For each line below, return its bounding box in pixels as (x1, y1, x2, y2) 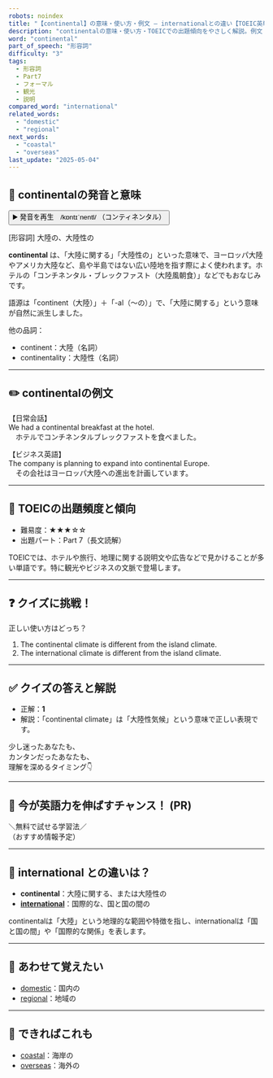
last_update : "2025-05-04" (8, 155, 100, 164)
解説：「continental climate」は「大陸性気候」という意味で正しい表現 (19, 714, 252, 724)
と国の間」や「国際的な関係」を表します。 (8, 926, 150, 936)
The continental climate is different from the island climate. (19, 639, 218, 649)
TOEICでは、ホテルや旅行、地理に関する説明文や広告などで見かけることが (8, 552, 258, 562)
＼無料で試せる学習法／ (8, 822, 87, 831)
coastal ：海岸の (19, 1050, 74, 1060)
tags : (8, 58, 27, 66)
